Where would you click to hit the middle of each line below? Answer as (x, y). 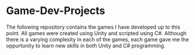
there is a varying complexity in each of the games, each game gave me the (97, 39)
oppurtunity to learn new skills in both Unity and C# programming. (86, 46)
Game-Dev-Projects (56, 11)
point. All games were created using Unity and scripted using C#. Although (96, 33)
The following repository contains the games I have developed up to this (93, 27)
